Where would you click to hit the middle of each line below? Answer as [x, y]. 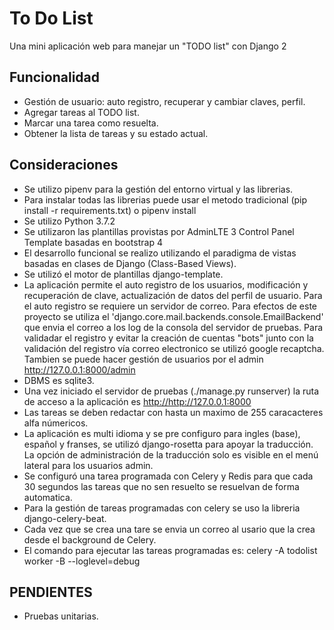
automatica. [48, 497]
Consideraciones [64, 165]
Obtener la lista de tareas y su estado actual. [116, 133]
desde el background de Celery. [90, 539]
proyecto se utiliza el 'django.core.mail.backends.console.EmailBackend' [173, 316]
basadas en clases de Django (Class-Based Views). [130, 263]
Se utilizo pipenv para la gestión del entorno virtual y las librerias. [158, 189]
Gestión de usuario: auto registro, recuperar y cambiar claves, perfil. [164, 101]
